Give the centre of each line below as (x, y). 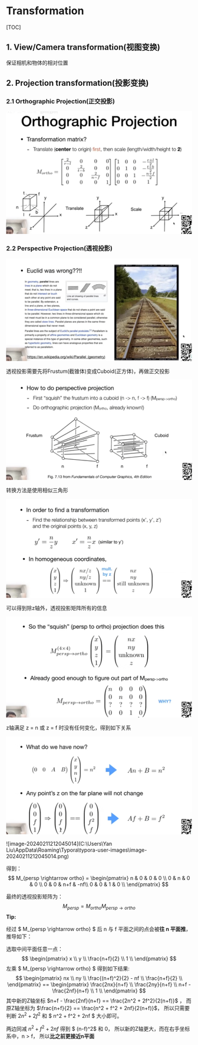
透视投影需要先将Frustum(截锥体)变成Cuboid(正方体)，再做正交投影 (88, 371)
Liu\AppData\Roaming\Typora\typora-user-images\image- (77, 850)
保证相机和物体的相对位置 (37, 63)
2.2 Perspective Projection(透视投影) (60, 248)
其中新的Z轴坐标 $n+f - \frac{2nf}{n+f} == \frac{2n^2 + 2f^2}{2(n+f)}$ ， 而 (99, 1001)
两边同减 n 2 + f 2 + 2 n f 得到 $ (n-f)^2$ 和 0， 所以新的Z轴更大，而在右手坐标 (98, 1028)
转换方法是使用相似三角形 (37, 490)
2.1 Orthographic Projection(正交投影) (60, 102)
